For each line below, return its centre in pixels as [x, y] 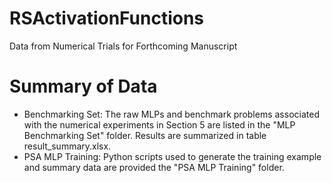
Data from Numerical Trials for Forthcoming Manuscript [123, 46]
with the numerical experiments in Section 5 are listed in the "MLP [159, 124]
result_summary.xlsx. [67, 146]
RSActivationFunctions [107, 18]
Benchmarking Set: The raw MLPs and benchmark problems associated [171, 114]
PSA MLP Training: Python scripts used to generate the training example [172, 156]
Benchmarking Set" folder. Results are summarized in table [145, 135]
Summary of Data [83, 86]
